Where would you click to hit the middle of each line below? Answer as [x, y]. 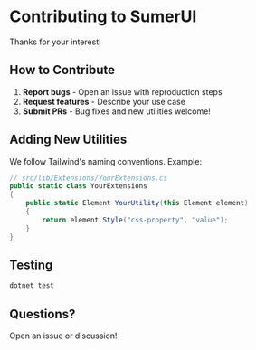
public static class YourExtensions [78, 186]
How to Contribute [62, 70]
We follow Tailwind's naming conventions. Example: [105, 161]
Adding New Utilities [68, 140]
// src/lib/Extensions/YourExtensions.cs [89, 178]
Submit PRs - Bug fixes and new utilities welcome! [116, 111]
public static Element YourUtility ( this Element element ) [137, 203]
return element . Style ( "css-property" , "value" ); [135, 220]
